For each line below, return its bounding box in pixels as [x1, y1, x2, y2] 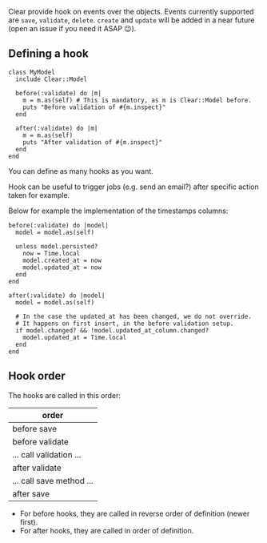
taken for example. [8, 190, 70, 199]
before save [12, 423, 58, 434]
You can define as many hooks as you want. [8, 166, 153, 175]
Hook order [8, 369, 66, 383]
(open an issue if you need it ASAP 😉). [8, 24, 137, 33]
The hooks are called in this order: [8, 390, 122, 400]
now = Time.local [22, 249, 81, 257]
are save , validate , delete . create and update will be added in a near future [8, 15, 255, 25]
